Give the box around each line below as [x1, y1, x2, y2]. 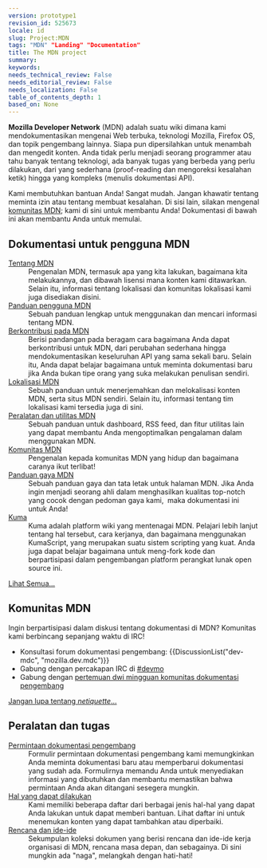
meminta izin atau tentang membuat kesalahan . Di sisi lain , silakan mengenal [8, 197, 260, 207]
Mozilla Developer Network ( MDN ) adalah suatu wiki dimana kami [8, 123, 226, 132]
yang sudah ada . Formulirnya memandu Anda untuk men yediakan [28, 766, 244, 776]
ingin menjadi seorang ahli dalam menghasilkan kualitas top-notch [28, 487, 245, 497]
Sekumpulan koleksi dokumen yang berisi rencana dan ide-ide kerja [28, 834, 251, 843]
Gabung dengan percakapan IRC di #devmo [19, 663, 165, 674]
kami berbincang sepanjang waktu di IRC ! [8, 631, 145, 641]
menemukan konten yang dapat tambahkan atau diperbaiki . [28, 816, 224, 826]
